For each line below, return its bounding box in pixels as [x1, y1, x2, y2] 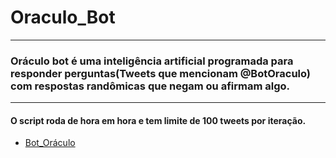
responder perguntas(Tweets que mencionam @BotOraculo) [10, 66, 311, 80]
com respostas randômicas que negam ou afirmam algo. [10, 79, 291, 93]
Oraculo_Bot [10, 6, 116, 29]
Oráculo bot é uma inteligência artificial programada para [10, 54, 294, 68]
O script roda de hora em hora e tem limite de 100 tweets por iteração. [10, 114, 307, 126]
